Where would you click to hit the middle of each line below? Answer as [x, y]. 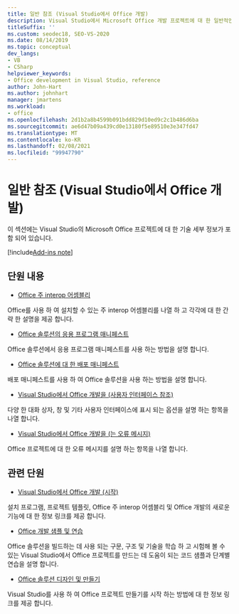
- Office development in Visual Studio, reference [84, 80]
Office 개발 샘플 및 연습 [50, 531]
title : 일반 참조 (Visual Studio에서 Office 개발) [78, 14]
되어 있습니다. [34, 238]
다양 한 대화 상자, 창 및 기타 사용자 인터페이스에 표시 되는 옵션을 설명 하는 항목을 [118, 409]
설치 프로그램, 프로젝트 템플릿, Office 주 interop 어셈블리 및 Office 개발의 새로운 [118, 507]
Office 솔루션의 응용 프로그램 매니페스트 [73, 334]
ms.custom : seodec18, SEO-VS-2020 [59, 34]
